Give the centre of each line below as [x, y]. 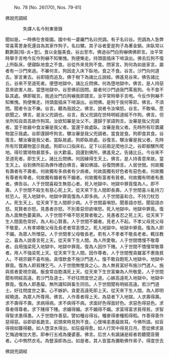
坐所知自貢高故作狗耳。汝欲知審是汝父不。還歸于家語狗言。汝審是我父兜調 [82, 121]
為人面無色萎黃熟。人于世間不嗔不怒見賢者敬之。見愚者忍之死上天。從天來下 [84, 215]
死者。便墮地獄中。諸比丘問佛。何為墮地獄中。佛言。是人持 [98, 83]
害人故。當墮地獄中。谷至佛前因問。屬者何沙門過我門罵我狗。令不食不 [91, 90]
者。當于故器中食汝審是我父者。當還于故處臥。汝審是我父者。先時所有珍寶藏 [84, 127]
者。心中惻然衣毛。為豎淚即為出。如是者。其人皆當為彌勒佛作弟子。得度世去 [84, 341]
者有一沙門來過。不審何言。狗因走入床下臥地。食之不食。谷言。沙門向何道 [82, 71]
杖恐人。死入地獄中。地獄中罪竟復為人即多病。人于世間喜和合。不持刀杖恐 [82, 196]
